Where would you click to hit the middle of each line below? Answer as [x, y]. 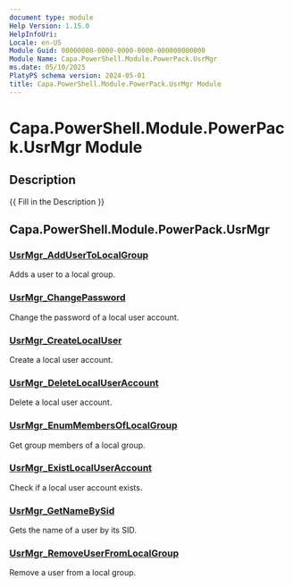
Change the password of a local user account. [94, 317]
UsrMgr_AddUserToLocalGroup [79, 255]
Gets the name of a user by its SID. [73, 530]
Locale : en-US [36, 42]
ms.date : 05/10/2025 [48, 68]
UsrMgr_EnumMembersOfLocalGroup [93, 425]
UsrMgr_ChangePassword [67, 298]
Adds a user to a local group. [63, 274]
